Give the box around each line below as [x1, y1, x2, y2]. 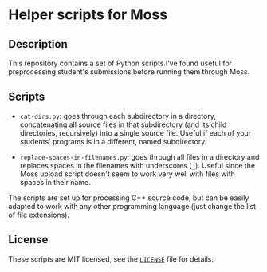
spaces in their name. [19, 177, 92, 187]
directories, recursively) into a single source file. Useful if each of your [19, 128, 252, 137]
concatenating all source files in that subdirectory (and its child [19, 120, 227, 129]
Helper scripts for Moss [8, 6, 168, 24]
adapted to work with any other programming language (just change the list [8, 201, 257, 211]
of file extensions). [8, 210, 70, 219]
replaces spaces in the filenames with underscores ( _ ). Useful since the [19, 160, 256, 170]
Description [8, 37, 68, 51]
